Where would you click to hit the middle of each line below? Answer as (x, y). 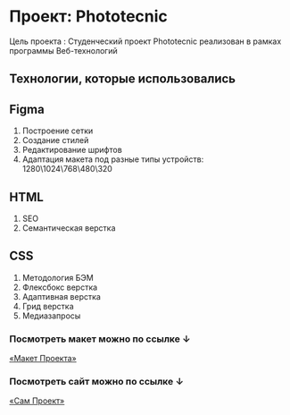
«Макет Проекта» (43, 359)
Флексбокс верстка (60, 287)
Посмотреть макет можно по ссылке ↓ (100, 339)
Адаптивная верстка (61, 296)
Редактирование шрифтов (72, 150)
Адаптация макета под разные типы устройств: (113, 159)
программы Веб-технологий (63, 50)
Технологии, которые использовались (123, 79)
